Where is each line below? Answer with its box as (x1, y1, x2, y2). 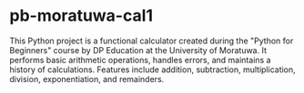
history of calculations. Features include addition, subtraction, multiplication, (9, 64, 296, 75)
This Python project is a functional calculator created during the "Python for (9, 35, 294, 46)
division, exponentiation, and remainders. (9, 73, 165, 84)
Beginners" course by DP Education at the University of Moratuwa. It (9, 44, 267, 55)
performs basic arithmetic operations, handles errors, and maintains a (9, 54, 271, 65)
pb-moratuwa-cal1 (9, 5, 153, 26)
